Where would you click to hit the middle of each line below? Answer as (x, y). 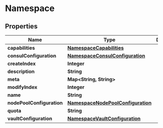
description (21, 71)
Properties (21, 26)
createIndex (22, 64)
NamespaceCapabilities (96, 48)
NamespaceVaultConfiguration (104, 119)
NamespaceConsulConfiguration (106, 56)
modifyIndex (22, 87)
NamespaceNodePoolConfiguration (109, 103)
